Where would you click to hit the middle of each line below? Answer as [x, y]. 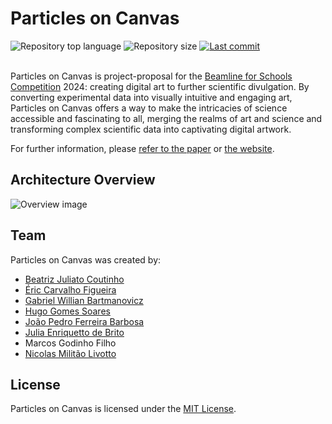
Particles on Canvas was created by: [86, 259]
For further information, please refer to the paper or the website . [142, 148]
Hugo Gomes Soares [67, 311]
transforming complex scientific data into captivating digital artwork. [151, 129]
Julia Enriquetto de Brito [74, 332]
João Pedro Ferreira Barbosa [84, 321]
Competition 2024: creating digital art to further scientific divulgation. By [160, 86]
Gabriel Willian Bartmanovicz [84, 300]
